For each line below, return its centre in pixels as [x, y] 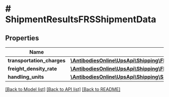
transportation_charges [37, 61]
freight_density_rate [32, 69]
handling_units [26, 77]
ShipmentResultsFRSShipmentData [81, 19]
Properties [22, 38]
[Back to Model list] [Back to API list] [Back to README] [63, 89]
